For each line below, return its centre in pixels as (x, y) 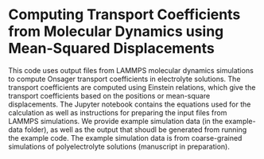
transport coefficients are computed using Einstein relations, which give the (132, 87)
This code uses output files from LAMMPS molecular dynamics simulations (131, 70)
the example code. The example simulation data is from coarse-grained (125, 138)
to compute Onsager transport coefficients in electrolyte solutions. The (124, 79)
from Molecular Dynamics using (116, 31)
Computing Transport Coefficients (124, 15)
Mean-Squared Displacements (111, 48)
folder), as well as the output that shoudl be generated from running (136, 130)
